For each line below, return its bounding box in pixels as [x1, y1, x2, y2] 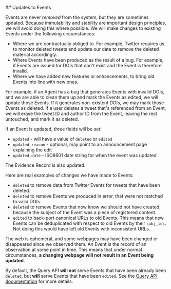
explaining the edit [12, 147, 52, 153]
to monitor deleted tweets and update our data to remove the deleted [12, 46, 159, 52]
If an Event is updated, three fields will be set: [5, 126, 102, 132]
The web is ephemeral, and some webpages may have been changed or [5, 236, 158, 242]
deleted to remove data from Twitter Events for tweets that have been [12, 182, 160, 188]
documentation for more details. [5, 278, 73, 284]
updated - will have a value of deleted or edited [12, 136, 112, 142]
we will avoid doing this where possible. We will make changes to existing [5, 25, 161, 31]
